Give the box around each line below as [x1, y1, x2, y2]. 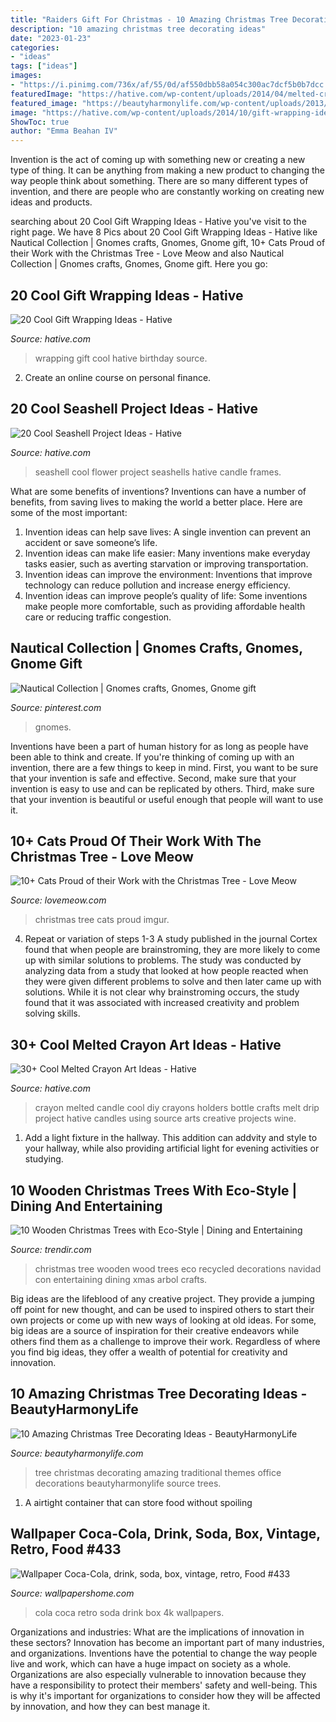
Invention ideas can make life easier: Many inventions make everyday [24, 547, 311, 559]
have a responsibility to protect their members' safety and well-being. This [10, 1679, 318, 1691]
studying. [24, 1153, 64, 1165]
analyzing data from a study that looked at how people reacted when [24, 965, 309, 977]
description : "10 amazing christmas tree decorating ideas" [10, 24, 267, 34]
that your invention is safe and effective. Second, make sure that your [10, 772, 297, 784]
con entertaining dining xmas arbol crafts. [34, 1274, 208, 1285]
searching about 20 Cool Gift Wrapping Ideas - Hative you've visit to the [10, 216, 307, 228]
